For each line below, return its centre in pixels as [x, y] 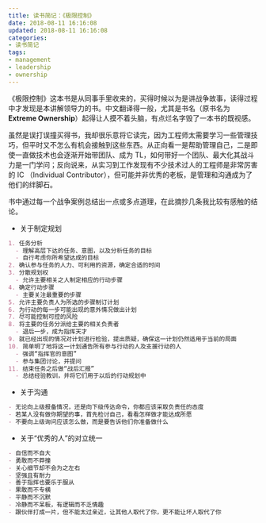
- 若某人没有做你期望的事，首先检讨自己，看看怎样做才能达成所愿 [100, 415]
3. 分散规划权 [28, 273]
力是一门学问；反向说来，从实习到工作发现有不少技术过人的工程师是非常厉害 [133, 164]
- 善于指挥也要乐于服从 [42, 483]
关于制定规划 [40, 228]
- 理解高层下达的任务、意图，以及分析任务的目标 [84, 251]
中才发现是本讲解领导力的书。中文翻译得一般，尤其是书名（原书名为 [119, 108]
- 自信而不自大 [30, 453]
